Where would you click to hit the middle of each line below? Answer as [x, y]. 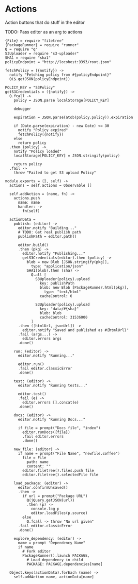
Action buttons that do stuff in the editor [45, 22]
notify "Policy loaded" [38, 151]
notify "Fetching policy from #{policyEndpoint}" [60, 75]
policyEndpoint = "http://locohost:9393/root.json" [58, 62]
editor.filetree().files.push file [58, 470]
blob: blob [51, 313]
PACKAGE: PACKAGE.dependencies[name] [65, 564]
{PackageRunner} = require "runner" [42, 45]
